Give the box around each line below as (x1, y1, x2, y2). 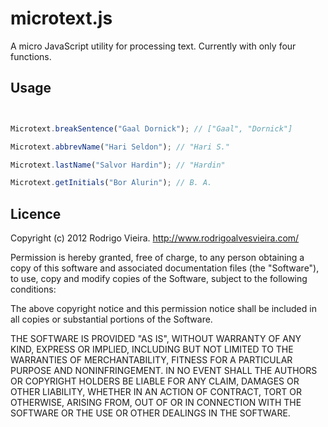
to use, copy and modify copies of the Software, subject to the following (10, 273, 308, 285)
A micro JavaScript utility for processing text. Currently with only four (10, 40, 297, 52)
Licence (10, 205, 62, 222)
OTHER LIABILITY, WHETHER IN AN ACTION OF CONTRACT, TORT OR (10, 386, 302, 398)
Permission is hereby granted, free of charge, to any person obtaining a (10, 252, 305, 264)
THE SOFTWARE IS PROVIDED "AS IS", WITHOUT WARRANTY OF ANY (10, 333, 302, 345)
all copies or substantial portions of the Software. (10, 313, 213, 326)
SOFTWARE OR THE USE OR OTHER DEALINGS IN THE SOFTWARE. (10, 407, 291, 419)
